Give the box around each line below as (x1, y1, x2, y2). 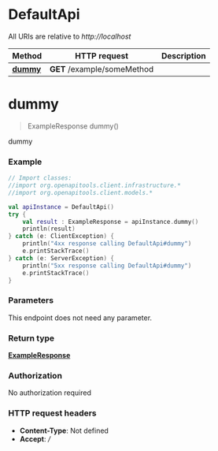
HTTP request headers (8, 408, 97, 419)
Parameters (8, 295, 54, 306)
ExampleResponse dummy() (27, 121, 120, 131)
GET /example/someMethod (50, 63, 154, 74)
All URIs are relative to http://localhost (8, 32, 131, 41)
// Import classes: (8, 174, 72, 182)
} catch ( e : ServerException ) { (8, 254, 114, 262)
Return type (8, 333, 55, 344)
